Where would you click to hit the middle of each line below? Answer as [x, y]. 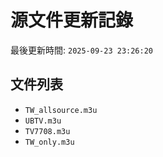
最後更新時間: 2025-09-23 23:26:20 [82, 50]
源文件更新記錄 [72, 20]
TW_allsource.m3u [61, 110]
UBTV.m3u [43, 121]
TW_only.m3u [49, 142]
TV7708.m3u [47, 131]
